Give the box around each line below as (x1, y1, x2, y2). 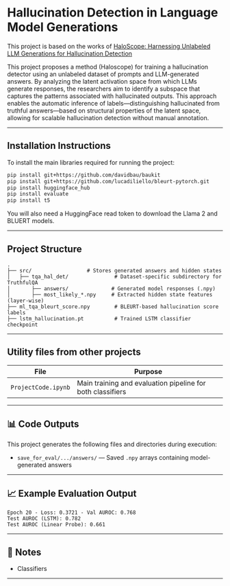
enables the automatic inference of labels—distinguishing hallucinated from (7, 99, 220, 107)
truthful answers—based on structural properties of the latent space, (7, 106, 201, 115)
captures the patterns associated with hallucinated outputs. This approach (7, 91, 217, 100)
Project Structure (7, 243, 82, 255)
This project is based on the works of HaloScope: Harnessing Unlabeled (7, 42, 211, 50)
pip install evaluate (7, 191, 69, 198)
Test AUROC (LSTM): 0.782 (7, 515, 81, 522)
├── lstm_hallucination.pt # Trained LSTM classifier (7, 315, 192, 322)
